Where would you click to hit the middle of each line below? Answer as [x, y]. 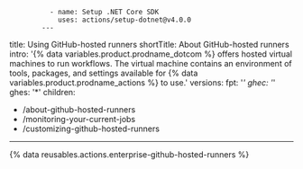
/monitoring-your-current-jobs [79, 119]
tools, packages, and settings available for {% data [104, 73]
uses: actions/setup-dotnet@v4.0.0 [124, 20]
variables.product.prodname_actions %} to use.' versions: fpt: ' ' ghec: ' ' [142, 83]
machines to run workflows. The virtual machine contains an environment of [151, 63]
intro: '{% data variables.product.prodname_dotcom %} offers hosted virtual [151, 54]
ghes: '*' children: [42, 92]
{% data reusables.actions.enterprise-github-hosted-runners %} [129, 155]
